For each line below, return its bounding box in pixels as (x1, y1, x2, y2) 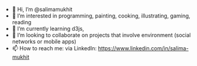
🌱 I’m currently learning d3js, (12, 25, 84, 32)
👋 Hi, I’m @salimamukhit (12, 6, 73, 13)
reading (12, 19, 32, 25)
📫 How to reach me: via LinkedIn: (12, 45, 97, 51)
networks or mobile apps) (12, 38, 77, 45)
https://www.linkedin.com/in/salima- (98, 45, 189, 51)
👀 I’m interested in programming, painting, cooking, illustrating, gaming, (12, 12, 191, 19)
